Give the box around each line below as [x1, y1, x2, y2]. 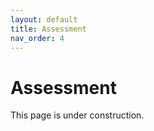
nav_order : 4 [10, 33, 65, 43]
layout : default [10, 14, 78, 25]
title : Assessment [10, 24, 87, 34]
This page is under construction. [10, 109, 145, 121]
